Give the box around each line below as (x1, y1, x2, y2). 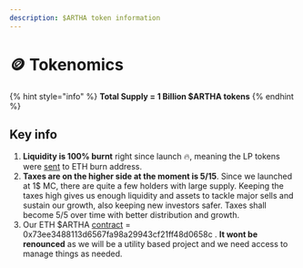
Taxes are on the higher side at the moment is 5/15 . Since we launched (22, 170, 293, 182)
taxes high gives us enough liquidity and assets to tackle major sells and (22, 191, 294, 201)
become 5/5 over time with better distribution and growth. (22, 210, 239, 221)
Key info (9, 127, 57, 142)
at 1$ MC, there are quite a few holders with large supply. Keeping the (22, 180, 284, 191)
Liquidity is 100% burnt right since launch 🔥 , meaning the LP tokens (22, 151, 280, 162)
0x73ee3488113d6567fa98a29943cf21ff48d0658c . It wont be (22, 229, 258, 240)
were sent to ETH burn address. (22, 161, 143, 172)
